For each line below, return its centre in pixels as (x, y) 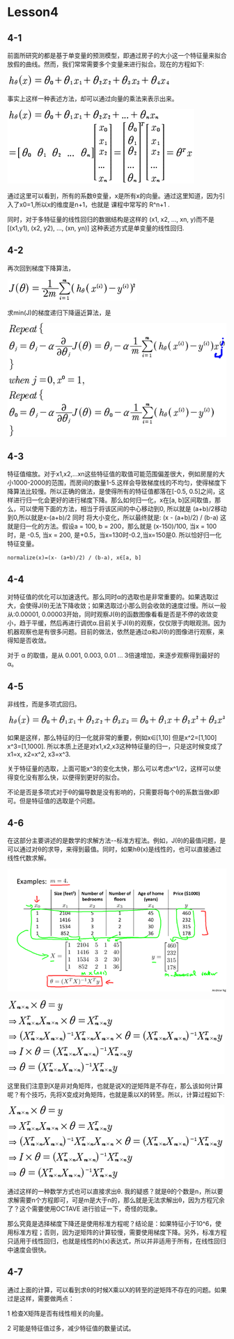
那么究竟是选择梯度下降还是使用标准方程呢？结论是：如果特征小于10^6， (111, 1223)
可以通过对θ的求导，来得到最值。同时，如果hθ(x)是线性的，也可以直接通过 (114, 849)
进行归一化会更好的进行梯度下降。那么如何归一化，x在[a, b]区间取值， (114, 500)
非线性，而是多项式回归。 (44, 704)
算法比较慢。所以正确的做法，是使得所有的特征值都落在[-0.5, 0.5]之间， (116, 492)
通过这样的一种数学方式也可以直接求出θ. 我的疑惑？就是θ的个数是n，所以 (112, 1191)
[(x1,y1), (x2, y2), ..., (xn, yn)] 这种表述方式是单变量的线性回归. (96, 228)
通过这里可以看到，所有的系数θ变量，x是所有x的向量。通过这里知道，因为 (113, 196)
